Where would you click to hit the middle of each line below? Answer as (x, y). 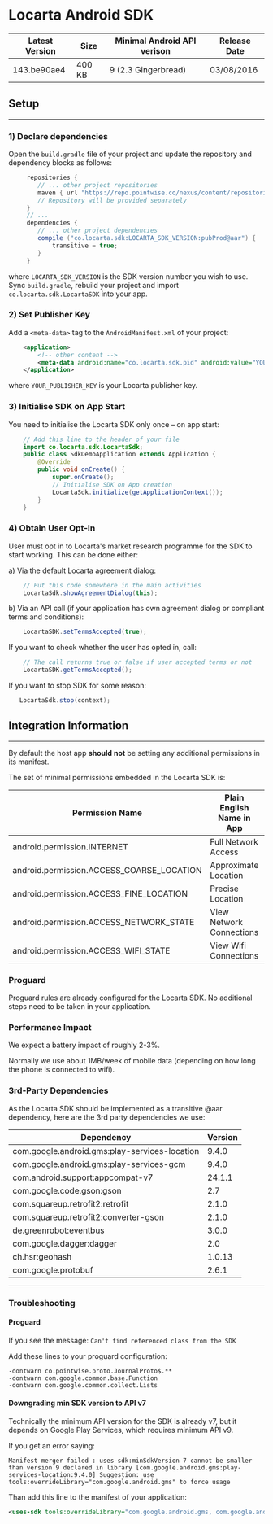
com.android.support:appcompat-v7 (83, 1177)
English (234, 807)
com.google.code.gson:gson (67, 1190)
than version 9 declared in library (70, 1467)
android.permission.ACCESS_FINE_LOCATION (100, 893)
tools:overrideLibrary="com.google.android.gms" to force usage (119, 1482)
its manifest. (29, 762)
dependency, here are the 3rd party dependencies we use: (107, 1117)
